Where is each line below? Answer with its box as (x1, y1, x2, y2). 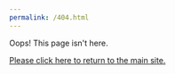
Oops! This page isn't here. (9, 37, 108, 48)
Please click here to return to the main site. (9, 54, 166, 65)
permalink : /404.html (9, 12, 90, 22)
